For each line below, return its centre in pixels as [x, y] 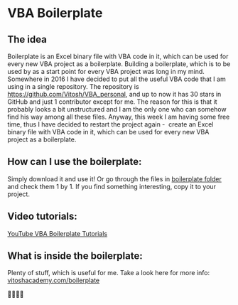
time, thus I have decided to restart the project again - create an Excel [110, 124]
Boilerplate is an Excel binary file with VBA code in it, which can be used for [118, 56]
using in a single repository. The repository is [74, 86]
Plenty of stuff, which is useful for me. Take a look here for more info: [109, 273]
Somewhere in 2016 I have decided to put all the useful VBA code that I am [117, 79]
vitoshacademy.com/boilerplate [54, 280]
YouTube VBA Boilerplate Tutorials [58, 233]
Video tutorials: [43, 216]
